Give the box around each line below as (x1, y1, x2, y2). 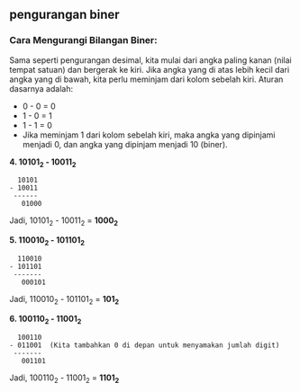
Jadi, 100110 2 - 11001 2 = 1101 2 (9, 372, 120, 385)
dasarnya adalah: (9, 83, 74, 94)
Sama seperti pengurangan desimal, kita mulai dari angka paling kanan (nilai (9, 54, 292, 66)
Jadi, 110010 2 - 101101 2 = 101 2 (9, 294, 120, 307)
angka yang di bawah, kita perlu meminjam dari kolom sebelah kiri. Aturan (9, 74, 284, 85)
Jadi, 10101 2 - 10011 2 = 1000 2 (9, 215, 119, 228)
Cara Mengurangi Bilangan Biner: (9, 34, 158, 47)
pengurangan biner (9, 7, 120, 22)
